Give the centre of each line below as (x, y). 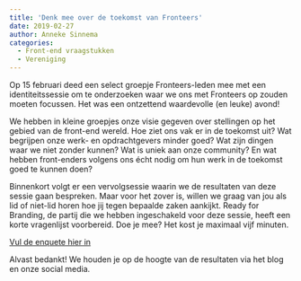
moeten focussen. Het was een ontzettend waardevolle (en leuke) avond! (145, 104)
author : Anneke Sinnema (54, 34)
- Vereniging (42, 59)
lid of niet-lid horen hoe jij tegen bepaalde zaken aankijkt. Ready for (134, 206)
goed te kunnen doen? (51, 169)
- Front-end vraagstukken (66, 51)
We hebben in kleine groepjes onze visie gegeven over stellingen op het (142, 121)
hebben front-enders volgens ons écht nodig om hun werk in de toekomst (146, 159)
